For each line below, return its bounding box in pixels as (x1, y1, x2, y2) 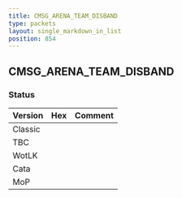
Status (8, 88, 35, 100)
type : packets (8, 19, 57, 28)
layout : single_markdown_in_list (8, 27, 122, 35)
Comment (74, 110, 114, 121)
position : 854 (8, 34, 57, 43)
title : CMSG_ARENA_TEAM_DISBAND (8, 11, 118, 20)
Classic (12, 123, 41, 135)
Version (12, 110, 44, 121)
